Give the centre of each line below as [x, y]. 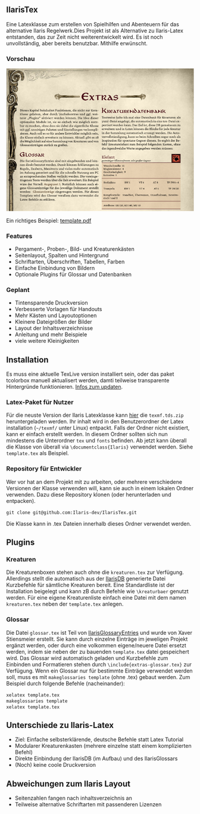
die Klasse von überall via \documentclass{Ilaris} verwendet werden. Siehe [100, 447]
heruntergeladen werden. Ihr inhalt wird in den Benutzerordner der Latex [95, 422]
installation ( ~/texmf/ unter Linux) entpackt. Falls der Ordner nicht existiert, [98, 428]
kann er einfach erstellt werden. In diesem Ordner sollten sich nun [87, 434]
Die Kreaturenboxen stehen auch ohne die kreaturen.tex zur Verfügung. [95, 572]
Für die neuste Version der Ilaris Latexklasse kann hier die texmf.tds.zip [95, 415]
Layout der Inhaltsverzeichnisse [54, 328]
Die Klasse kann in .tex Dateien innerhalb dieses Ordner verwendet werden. [99, 523]
